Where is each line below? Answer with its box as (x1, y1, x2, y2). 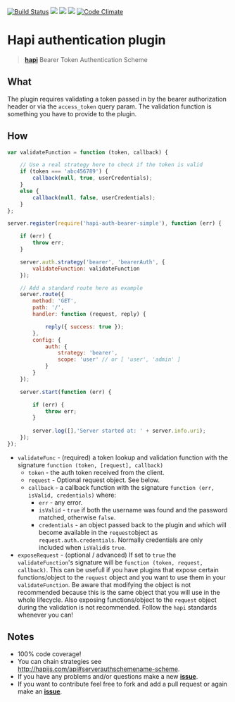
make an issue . (17, 687, 63, 696)
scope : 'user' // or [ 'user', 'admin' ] (57, 356, 181, 363)
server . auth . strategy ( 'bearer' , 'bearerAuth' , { (20, 258, 165, 266)
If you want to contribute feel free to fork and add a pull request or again (17, 679, 227, 688)
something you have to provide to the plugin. (7, 109, 137, 118)
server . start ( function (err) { (20, 388, 112, 395)
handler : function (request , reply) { (32, 311, 146, 318)
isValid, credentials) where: (27, 491, 117, 499)
